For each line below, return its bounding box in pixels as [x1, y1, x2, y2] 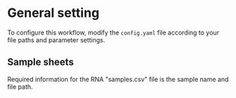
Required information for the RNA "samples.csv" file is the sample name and [7, 75, 229, 83]
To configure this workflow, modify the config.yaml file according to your [7, 28, 220, 37]
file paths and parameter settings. [7, 35, 106, 44]
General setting [7, 5, 100, 21]
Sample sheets [7, 56, 74, 68]
